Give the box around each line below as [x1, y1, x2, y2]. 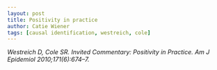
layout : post [7, 10, 45, 17]
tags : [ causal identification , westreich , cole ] [7, 29, 151, 36]
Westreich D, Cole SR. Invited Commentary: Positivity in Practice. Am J [7, 48, 210, 56]
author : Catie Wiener [7, 23, 70, 30]
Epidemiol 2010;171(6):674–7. [7, 56, 90, 64]
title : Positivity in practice [7, 16, 98, 23]
